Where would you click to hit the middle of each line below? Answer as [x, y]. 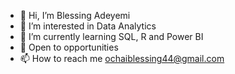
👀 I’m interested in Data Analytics [88, 26]
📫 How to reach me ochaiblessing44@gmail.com [122, 58]
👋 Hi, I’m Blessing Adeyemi [75, 15]
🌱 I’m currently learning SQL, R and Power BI [111, 36]
